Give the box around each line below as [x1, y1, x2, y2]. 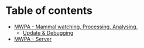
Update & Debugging [22, 29, 74, 36]
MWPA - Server [13, 35, 52, 42]
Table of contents [5, 4, 93, 17]
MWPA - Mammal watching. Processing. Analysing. [13, 23, 138, 30]
